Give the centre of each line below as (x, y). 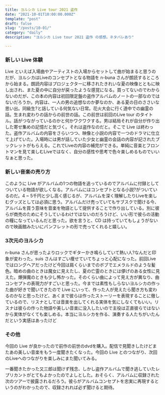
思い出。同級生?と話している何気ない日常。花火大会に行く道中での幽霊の (79, 109)
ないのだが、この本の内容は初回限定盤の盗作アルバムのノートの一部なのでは (82, 96)
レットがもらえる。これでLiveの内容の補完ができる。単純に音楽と (80, 146)
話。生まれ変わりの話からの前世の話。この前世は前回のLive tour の (73, 115)
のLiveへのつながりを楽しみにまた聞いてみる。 (52, 358)
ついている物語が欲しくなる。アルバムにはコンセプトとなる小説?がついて (79, 190)
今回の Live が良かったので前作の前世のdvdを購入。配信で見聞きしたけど (79, 346)
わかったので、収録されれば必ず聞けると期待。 (69, 388)
